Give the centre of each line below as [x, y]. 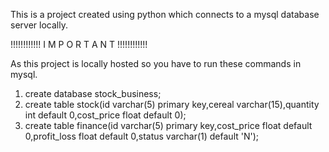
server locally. [39, 25]
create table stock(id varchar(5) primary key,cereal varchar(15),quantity [172, 104]
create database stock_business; [93, 93]
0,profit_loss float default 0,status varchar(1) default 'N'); [142, 136]
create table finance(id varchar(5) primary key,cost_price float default [168, 125]
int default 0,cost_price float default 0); [105, 115]
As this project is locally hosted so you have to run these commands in [156, 63]
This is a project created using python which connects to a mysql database [165, 14]
